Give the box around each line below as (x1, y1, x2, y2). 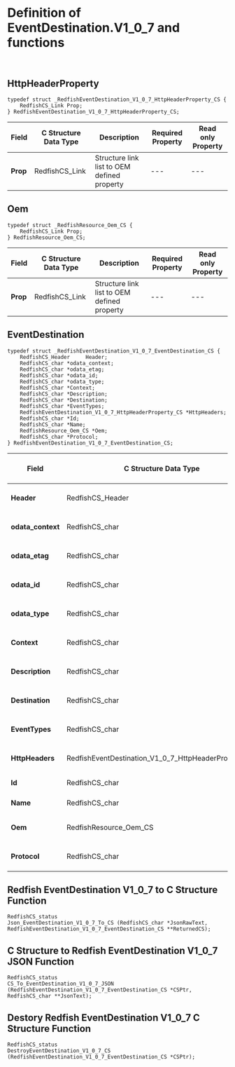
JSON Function (7, 956, 75, 967)
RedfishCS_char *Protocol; (20, 433, 99, 440)
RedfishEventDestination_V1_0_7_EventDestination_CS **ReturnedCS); (7, 925, 211, 933)
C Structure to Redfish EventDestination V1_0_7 (7, 944, 218, 956)
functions (7, 35, 65, 50)
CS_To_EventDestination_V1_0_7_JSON (7, 980, 114, 988)
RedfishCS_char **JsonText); (7, 993, 92, 1000)
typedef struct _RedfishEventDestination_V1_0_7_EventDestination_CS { (7, 347, 220, 355)
